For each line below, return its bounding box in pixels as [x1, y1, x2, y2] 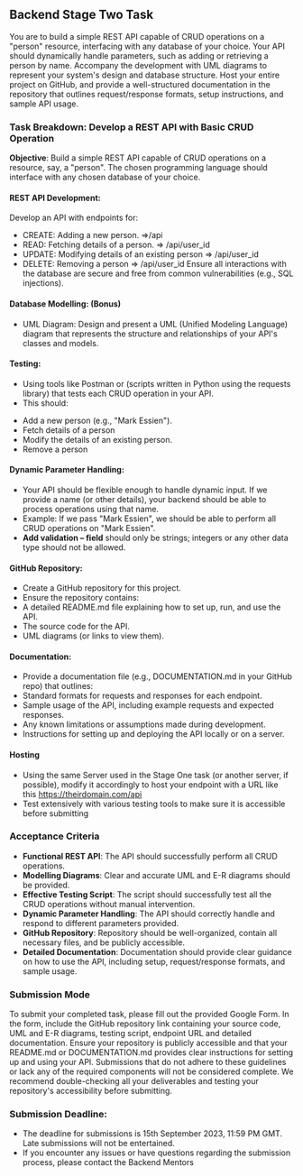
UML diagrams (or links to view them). [22, 630, 165, 641]
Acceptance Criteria [9, 830, 100, 842]
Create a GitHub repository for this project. [22, 583, 182, 593]
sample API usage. [9, 98, 79, 109]
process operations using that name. [22, 503, 160, 514]
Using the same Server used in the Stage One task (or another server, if [22, 769, 289, 780]
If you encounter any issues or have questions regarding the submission [22, 1147, 291, 1158]
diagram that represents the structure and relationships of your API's [22, 328, 278, 339]
